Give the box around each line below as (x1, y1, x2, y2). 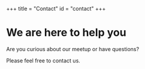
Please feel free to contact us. (6, 57, 81, 64)
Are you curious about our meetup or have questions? (6, 45, 140, 52)
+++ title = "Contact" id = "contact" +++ (6, 5, 106, 12)
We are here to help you (6, 26, 127, 39)
